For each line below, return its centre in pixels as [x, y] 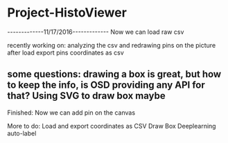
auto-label [22, 133]
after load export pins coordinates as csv [65, 53]
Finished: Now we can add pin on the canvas [71, 113]
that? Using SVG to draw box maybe [87, 96]
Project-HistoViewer [67, 13]
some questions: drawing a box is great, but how [114, 74]
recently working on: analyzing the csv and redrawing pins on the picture [112, 45]
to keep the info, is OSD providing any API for [106, 85]
